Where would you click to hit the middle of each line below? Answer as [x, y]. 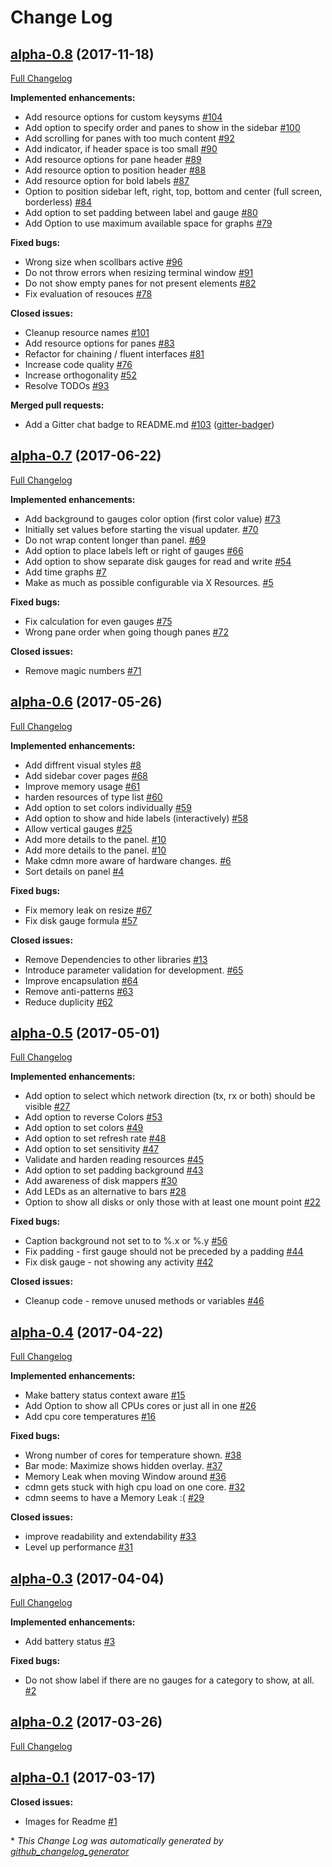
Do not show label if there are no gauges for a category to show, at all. [169, 1680]
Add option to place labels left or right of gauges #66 [134, 550]
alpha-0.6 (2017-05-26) [86, 702]
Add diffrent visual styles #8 [83, 765]
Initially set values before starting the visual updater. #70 [141, 529]
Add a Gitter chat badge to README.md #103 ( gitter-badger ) [149, 424]
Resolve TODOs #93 [67, 385]
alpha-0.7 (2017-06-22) [86, 456]
